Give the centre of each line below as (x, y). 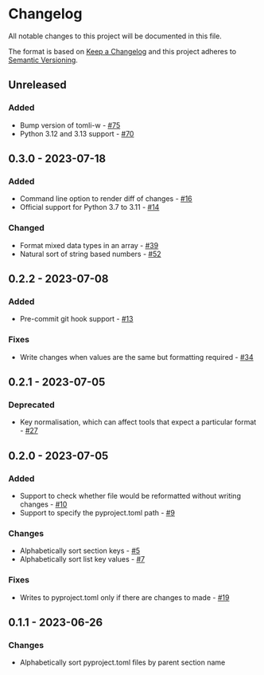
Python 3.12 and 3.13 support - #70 (77, 133)
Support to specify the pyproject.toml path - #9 (97, 512)
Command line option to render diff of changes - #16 (106, 199)
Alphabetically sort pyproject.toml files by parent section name (122, 662)
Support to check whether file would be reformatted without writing (130, 495)
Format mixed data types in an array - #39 (89, 245)
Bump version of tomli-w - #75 (70, 125)
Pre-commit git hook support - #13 (76, 319)
